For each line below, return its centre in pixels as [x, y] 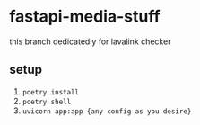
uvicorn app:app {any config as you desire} [107, 111]
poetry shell [47, 102]
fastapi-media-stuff [85, 17]
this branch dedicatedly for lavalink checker [90, 41]
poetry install [51, 92]
